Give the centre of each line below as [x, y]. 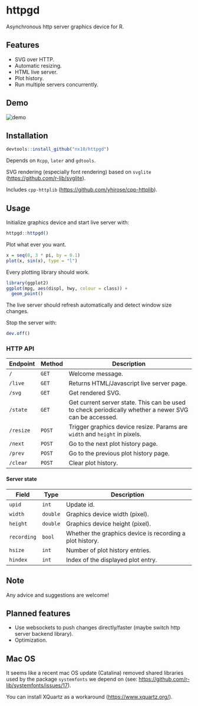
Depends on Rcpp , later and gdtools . [51, 160]
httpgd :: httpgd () [27, 234]
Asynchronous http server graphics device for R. [65, 27]
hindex [18, 560]
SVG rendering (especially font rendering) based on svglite [79, 172]
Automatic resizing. [38, 65]
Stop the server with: [32, 323]
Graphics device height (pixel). [108, 524]
